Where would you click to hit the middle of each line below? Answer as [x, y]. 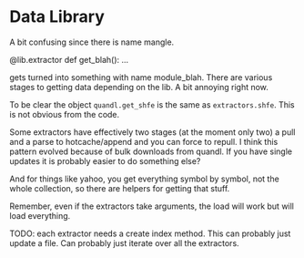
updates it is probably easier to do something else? [105, 160]
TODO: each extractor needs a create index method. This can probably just [150, 233]
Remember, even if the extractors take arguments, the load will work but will [152, 206]
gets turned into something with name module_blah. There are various [141, 77]
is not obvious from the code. [65, 114]
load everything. [40, 215]
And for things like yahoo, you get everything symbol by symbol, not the [144, 179]
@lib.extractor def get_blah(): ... [69, 59]
